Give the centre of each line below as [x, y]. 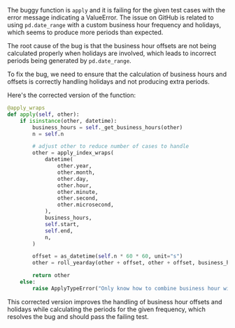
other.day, [73, 179]
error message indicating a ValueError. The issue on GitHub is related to [111, 17]
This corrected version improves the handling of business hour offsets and [115, 301]
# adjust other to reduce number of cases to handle [111, 147]
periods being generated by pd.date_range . [69, 61]
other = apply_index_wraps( [73, 153]
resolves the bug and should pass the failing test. [78, 316]
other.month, [76, 172]
